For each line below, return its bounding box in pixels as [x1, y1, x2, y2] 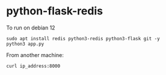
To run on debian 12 [6, 24, 55, 31]
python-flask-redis [6, 4, 103, 18]
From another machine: [6, 51, 64, 58]
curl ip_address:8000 [6, 63, 61, 69]
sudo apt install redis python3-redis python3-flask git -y [6, 35, 161, 41]
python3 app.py [6, 41, 45, 47]
